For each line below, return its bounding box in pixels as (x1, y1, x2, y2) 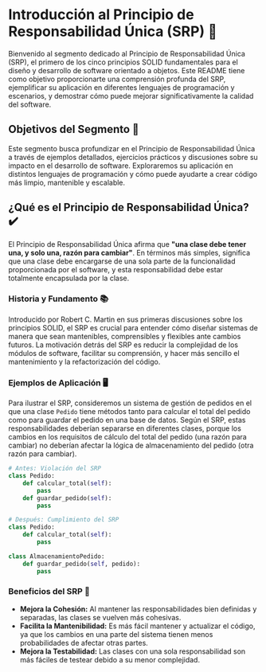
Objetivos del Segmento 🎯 (8, 123, 139, 136)
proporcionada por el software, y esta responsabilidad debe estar (8, 264, 224, 274)
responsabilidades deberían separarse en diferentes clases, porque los (8, 424, 241, 433)
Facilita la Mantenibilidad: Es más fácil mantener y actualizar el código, (19, 621, 256, 631)
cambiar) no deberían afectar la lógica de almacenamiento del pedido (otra (8, 440, 254, 451)
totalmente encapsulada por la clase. (8, 273, 130, 283)
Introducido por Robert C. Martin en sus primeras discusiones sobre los (8, 315, 243, 324)
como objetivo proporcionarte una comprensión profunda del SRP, (8, 74, 226, 84)
